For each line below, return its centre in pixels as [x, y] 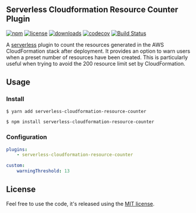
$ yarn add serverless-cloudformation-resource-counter [76, 111]
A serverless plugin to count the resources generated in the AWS [85, 44]
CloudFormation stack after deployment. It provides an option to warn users [98, 51]
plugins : [17, 149]
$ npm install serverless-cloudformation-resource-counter [80, 122]
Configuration [27, 137]
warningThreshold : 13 [43, 171]
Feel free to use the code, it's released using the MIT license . [80, 204]
